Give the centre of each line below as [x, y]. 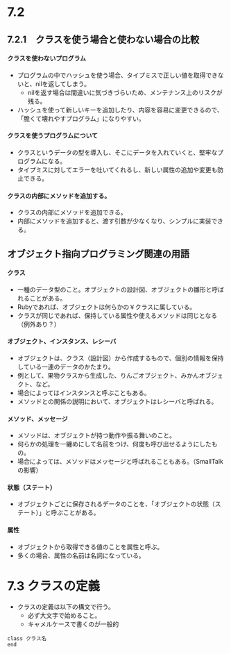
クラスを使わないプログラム [47, 58]
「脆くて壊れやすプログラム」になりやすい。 [81, 118]
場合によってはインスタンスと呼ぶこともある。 [84, 392]
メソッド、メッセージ [37, 419]
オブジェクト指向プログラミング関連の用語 [98, 254]
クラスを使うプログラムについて [53, 135]
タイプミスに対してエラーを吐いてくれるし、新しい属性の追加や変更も [117, 169]
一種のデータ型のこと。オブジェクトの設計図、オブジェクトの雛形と [114, 290]
